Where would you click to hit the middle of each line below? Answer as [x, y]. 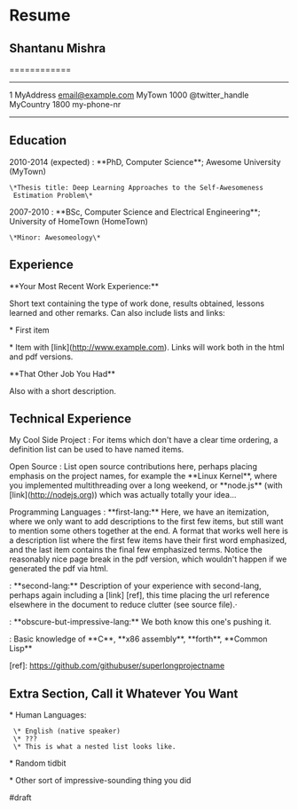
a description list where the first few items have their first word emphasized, [148, 540]
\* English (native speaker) [67, 731]
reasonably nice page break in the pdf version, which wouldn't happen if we [148, 559]
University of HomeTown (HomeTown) [79, 221]
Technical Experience [70, 419]
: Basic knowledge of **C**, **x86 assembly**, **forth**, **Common [138, 639]
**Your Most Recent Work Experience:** [84, 286]
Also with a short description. [63, 390]
